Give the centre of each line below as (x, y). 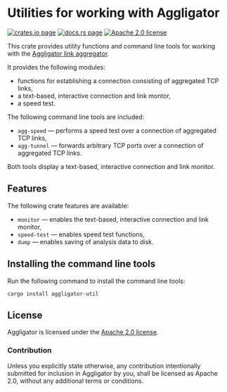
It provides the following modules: (56, 67)
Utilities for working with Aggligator (113, 13)
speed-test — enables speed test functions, (81, 234)
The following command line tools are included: (76, 117)
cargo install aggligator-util (53, 293)
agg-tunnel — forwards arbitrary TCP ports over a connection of (110, 145)
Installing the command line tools (82, 264)
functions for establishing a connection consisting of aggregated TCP (118, 81)
